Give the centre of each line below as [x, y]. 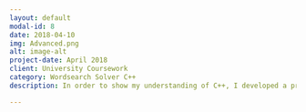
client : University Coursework [69, 69]
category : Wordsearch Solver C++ [73, 77]
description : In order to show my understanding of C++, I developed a [148, 86]
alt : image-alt [38, 52]
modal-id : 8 [32, 26]
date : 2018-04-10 [42, 35]
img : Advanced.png [44, 43]
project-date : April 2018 [58, 60]
